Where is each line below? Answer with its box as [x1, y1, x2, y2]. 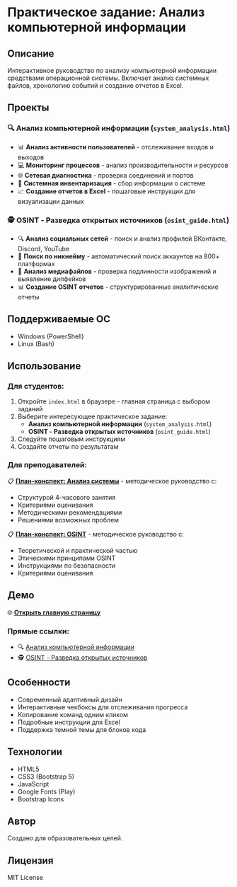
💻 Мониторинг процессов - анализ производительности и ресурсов [17, 161, 229, 169]
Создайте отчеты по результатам [17, 442, 119, 451]
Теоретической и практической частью [17, 546, 138, 554]
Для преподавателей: [7, 460, 87, 470]
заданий [17, 405, 43, 413]
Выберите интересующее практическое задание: [17, 412, 168, 421]
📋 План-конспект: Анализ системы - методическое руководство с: [7, 476, 217, 485]
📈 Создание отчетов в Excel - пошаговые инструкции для [17, 187, 196, 195]
